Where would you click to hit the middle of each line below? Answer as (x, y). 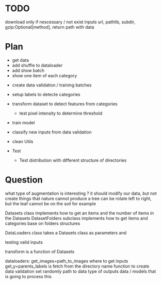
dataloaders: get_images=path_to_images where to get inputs (67, 261)
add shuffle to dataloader (37, 65)
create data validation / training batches (52, 85)
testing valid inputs (24, 242)
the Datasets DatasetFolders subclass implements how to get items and (76, 218)
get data (20, 60)
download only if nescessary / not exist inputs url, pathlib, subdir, (70, 22)
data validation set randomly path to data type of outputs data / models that (80, 271)
